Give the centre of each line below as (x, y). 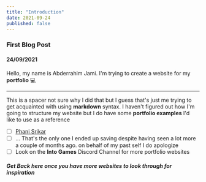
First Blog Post (29, 45)
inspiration (21, 173)
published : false (29, 23)
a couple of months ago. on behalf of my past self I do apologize (97, 145)
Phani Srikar (31, 131)
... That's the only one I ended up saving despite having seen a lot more (105, 138)
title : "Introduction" (35, 12)
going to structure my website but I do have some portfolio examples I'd (98, 113)
